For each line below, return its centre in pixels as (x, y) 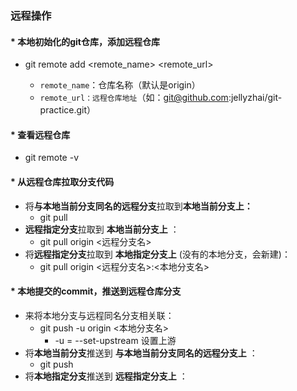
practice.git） (68, 110)
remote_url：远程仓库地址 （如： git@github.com (134, 98)
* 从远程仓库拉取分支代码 (62, 181)
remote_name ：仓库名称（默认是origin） (120, 85)
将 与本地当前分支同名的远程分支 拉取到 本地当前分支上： (138, 206)
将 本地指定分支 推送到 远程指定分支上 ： (106, 376)
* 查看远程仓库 (40, 134)
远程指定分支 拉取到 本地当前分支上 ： (102, 229)
